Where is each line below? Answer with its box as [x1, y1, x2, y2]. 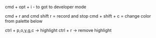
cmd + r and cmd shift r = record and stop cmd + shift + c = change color [5, 13, 151, 19]
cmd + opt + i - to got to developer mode [5, 4, 86, 9]
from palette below [5, 19, 43, 24]
